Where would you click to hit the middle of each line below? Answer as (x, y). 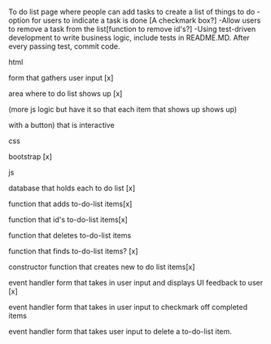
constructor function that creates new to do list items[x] (102, 267)
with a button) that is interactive (62, 125)
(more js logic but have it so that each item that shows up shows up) (123, 109)
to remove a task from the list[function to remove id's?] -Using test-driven (132, 29)
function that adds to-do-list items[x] (70, 204)
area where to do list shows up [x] (66, 94)
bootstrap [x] (31, 157)
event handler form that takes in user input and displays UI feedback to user (135, 283)
